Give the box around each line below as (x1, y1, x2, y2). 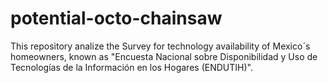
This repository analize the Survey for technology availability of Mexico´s (10, 40, 311, 52)
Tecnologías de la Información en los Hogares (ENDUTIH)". (10, 61, 253, 73)
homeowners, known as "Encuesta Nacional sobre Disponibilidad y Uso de (10, 50, 318, 62)
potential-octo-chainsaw (10, 7, 223, 30)
